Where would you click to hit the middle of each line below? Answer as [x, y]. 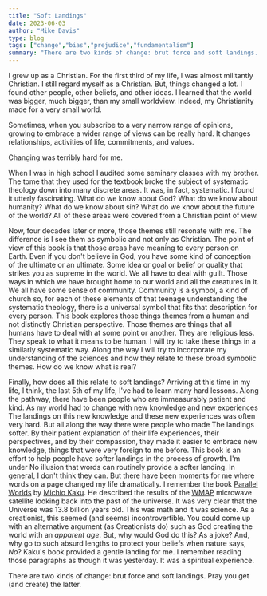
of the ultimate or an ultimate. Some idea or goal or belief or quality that [126, 265]
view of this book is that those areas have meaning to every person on [124, 248]
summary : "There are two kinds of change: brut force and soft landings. [133, 53]
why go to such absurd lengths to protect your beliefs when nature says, [127, 543]
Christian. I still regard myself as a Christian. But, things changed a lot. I [126, 84]
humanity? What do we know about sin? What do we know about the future [132, 207]
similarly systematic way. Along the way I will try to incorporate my [118, 350]
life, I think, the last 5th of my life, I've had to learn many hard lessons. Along [133, 391]
